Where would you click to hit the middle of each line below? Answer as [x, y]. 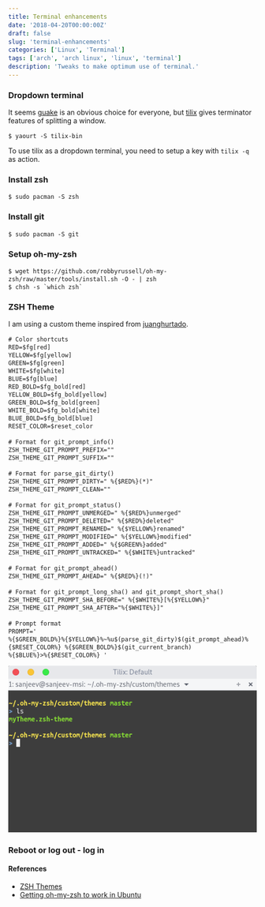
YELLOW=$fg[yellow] [40, 355]
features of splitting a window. [57, 121]
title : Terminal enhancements [58, 17]
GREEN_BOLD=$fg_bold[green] [54, 403]
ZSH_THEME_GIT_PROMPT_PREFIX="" [61, 450]
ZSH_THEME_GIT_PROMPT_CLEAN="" [60, 489]
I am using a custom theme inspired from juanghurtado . [99, 324]
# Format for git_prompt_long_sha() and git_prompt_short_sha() [116, 592]
